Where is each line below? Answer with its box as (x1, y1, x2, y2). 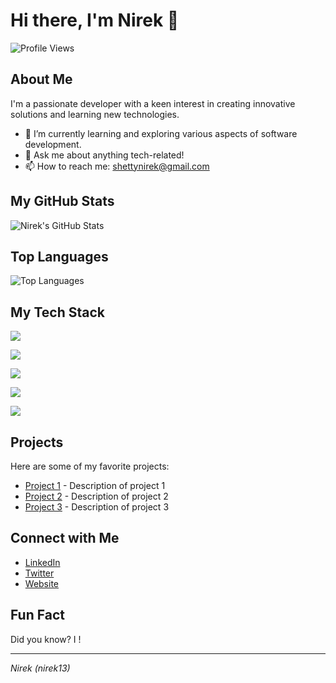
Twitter (24, 567, 55, 579)
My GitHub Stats (10, 193, 115, 210)
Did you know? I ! (10, 633, 82, 645)
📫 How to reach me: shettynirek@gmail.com (24, 160, 210, 172)
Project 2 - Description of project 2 (24, 490, 169, 502)
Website (24, 577, 60, 589)
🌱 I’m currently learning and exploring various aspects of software (24, 127, 298, 139)
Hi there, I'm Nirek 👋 (10, 9, 180, 32)
